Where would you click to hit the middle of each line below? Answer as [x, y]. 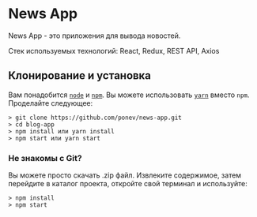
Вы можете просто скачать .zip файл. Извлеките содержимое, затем [125, 175]
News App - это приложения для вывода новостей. [94, 36]
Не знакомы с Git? [45, 158]
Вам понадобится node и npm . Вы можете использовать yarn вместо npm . [129, 95]
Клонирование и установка [80, 76]
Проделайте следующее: [51, 103]
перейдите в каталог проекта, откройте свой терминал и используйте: [128, 184]
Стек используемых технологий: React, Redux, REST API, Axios [114, 51]
